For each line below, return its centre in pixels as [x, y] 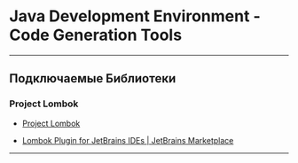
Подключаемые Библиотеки [93, 78]
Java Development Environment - [135, 16]
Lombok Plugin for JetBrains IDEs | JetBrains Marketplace [128, 140]
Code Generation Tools [96, 35]
